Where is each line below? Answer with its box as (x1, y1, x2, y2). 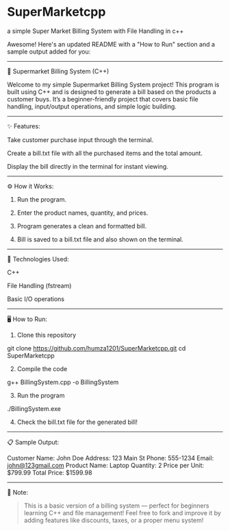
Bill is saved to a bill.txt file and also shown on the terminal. (16, 235, 183, 244)
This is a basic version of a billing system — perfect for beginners (23, 501, 209, 510)
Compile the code (16, 364, 68, 373)
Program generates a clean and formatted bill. (16, 222, 147, 230)
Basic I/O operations (7, 294, 65, 303)
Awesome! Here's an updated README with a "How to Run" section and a (7, 40, 216, 48)
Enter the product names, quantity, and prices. (16, 209, 149, 217)
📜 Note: (7, 488, 29, 496)
